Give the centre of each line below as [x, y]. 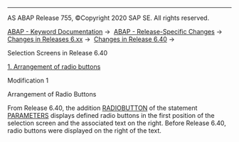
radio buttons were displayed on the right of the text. [85, 131]
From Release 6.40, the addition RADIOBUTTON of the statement [102, 108]
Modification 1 [28, 80]
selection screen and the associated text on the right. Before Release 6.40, [117, 123]
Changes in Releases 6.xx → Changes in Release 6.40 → [91, 39]
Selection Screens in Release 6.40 [58, 53]
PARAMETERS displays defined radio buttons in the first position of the [111, 115]
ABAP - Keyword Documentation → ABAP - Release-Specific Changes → [115, 32]
